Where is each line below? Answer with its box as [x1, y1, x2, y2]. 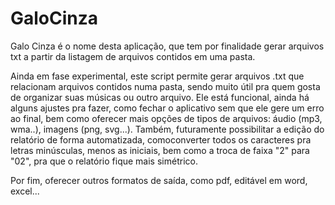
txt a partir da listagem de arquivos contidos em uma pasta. [10, 50, 256, 62]
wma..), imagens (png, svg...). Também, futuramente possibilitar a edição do [10, 123, 325, 135]
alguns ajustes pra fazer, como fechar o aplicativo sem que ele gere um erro [10, 102, 325, 114]
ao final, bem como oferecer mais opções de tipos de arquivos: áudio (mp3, [10, 112, 323, 124]
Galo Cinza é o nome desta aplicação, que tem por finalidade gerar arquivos [10, 40, 325, 52]
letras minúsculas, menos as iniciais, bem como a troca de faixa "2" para [10, 144, 310, 156]
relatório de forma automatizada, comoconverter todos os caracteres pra [10, 133, 312, 146]
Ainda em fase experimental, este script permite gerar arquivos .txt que [10, 70, 305, 82]
